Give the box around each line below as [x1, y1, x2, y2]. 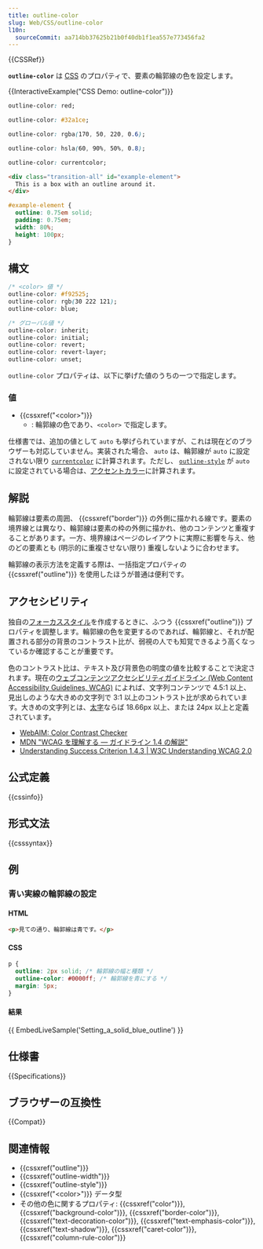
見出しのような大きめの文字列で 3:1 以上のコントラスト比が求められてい [8, 692, 241, 702]
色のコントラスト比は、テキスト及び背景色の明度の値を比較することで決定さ [8, 663, 255, 672]
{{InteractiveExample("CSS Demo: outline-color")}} [8, 87, 174, 97]
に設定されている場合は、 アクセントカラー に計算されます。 [8, 466, 200, 476]
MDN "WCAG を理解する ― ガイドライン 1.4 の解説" [19, 737, 188, 747]
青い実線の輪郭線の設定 [8, 888, 97, 899]
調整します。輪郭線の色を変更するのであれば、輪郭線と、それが [42, 626, 248, 636]
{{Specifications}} [8, 1071, 67, 1080]
